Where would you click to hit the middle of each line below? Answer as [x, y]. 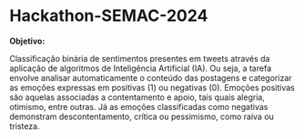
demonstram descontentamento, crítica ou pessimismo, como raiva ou [142, 116]
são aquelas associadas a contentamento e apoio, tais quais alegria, [137, 97]
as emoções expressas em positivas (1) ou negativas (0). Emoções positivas [152, 87]
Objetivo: [27, 41]
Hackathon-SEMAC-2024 [109, 16]
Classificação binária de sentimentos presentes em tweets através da [140, 58]
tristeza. [25, 126]
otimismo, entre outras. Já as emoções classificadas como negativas [139, 106]
